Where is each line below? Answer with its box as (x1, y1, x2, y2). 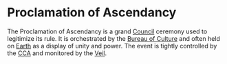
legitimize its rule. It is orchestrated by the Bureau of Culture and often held (7, 34, 220, 42)
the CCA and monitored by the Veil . (7, 49, 107, 57)
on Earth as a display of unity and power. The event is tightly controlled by (7, 42, 217, 50)
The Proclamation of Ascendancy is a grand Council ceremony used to (7, 27, 208, 35)
